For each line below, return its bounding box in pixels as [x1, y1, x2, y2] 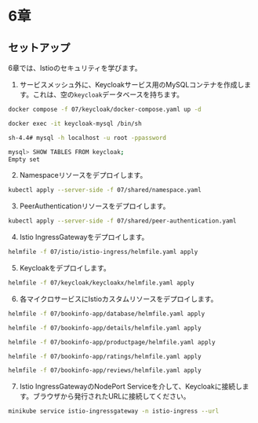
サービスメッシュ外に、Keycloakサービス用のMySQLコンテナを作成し [19, 80, 245, 89]
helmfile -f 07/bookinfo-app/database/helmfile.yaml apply [8, 310, 205, 318]
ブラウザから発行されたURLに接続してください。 [32, 392, 191, 401]
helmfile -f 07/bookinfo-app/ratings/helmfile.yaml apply [8, 352, 202, 360]
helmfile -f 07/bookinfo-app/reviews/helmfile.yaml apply [8, 366, 202, 374]
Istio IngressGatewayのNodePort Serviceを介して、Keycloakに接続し [19, 382, 243, 392]
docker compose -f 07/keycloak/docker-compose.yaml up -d [8, 105, 202, 113]
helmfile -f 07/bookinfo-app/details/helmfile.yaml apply [8, 324, 202, 332]
